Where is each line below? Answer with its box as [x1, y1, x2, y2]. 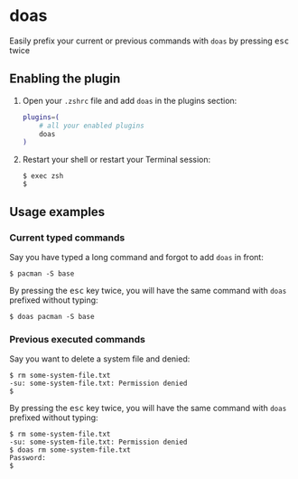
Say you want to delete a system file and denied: [9, 353, 191, 364]
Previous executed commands [9, 333, 146, 345]
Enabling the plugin [9, 71, 121, 87]
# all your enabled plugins [39, 121, 144, 130]
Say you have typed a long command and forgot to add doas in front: [9, 251, 264, 262]
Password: [9, 454, 47, 463]
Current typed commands [9, 231, 126, 244]
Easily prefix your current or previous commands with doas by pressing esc [9, 35, 290, 46]
